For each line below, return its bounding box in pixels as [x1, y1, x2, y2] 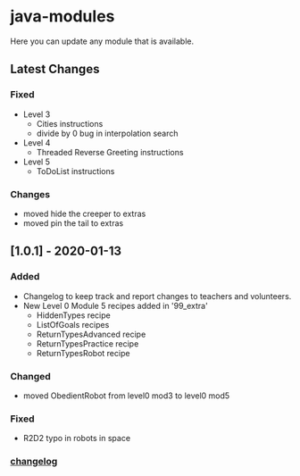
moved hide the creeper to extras [22, 208, 146, 219]
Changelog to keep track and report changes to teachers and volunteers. [22, 290, 292, 301]
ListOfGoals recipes [36, 319, 110, 330]
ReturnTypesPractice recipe [36, 338, 139, 349]
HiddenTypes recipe [36, 310, 111, 321]
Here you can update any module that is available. [10, 36, 195, 46]
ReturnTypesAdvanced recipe [36, 329, 146, 339]
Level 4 [22, 137, 51, 148]
